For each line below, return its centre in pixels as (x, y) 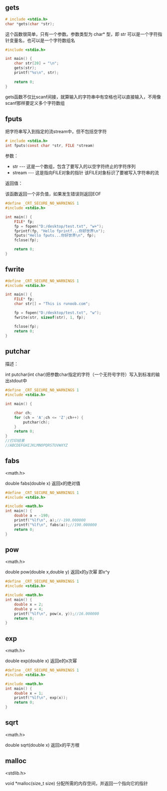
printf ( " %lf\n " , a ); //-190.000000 (50, 521)
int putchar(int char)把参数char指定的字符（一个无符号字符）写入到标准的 (81, 375)
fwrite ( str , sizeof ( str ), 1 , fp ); (50, 317)
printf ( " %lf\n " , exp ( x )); (41, 698)
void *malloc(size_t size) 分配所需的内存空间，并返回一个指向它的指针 (77, 783)
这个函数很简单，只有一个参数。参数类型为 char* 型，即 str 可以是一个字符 (82, 34)
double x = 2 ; (29, 604)
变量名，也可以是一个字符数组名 (42, 40)
